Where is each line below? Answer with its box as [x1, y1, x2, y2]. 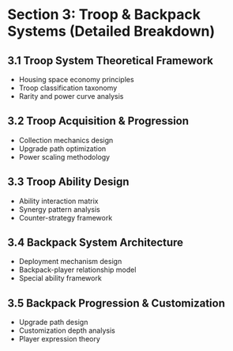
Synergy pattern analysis [18, 204, 100, 214]
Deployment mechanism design [18, 257, 122, 266]
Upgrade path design [18, 318, 88, 327]
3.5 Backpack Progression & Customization [7, 296, 226, 310]
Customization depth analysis [18, 326, 115, 335]
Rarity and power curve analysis [18, 92, 124, 100]
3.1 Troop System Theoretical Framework [7, 54, 214, 67]
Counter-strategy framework [18, 213, 113, 222]
